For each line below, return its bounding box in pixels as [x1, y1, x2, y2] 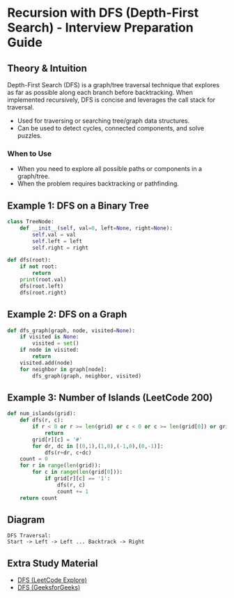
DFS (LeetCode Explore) [17, 576, 87, 584]
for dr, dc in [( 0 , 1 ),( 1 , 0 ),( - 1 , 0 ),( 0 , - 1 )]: [32, 442, 164, 449]
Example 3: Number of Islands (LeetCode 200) [7, 391, 213, 403]
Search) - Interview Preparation [7, 20, 194, 36]
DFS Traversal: [7, 532, 52, 539]
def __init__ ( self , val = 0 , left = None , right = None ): [19, 225, 173, 232]
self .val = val [32, 231, 77, 238]
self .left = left [32, 237, 82, 245]
